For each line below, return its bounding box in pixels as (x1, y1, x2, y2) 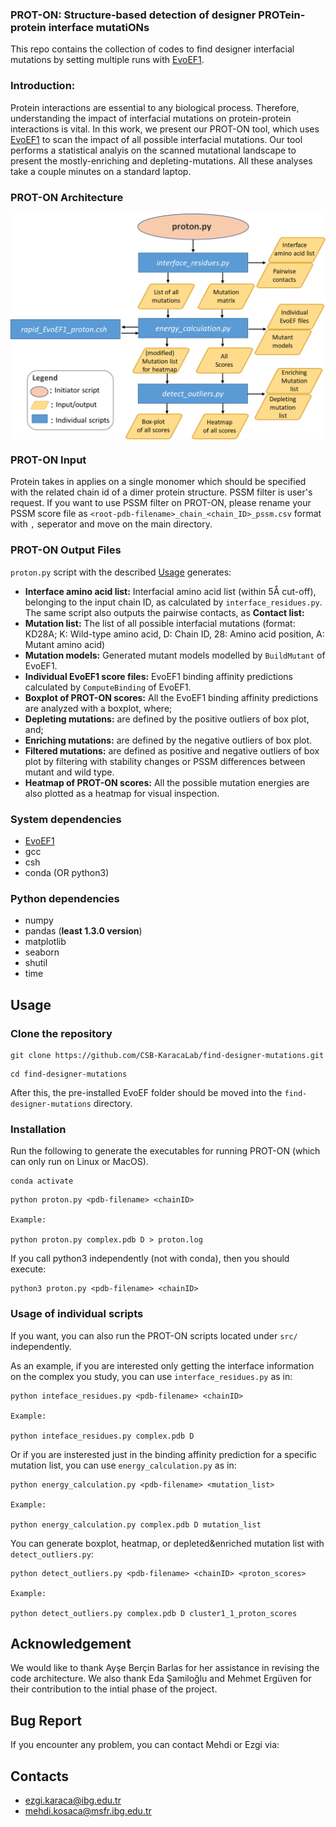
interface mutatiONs (48, 20, 150, 34)
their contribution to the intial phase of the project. (10, 1683, 218, 1695)
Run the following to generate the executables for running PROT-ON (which (10, 1145, 321, 1157)
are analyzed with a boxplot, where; (24, 702, 173, 714)
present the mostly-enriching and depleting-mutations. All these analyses (10, 154, 313, 167)
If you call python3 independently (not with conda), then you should (10, 1253, 290, 1265)
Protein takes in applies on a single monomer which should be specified (10, 476, 307, 488)
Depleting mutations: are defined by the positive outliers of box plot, (24, 713, 310, 725)
